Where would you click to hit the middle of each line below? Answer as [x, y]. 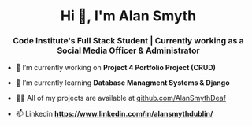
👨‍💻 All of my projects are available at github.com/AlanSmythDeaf [121, 98]
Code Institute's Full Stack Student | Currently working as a [128, 41]
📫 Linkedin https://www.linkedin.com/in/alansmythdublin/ [114, 114]
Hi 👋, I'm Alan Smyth [128, 16]
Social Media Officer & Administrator [128, 50]
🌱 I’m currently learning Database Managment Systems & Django [122, 83]
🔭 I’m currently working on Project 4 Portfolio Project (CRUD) [116, 68]
